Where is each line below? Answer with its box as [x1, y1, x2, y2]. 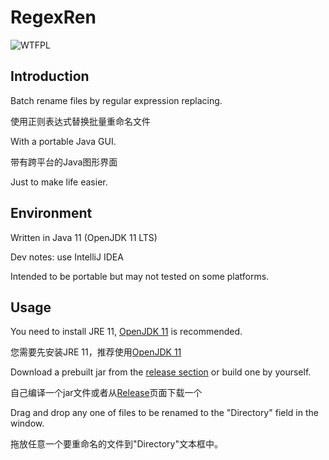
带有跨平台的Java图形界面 [10, 156, 118, 168]
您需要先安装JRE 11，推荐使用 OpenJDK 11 [10, 346, 182, 358]
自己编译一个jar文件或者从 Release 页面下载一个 [10, 387, 203, 399]
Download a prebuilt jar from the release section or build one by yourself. [10, 366, 312, 378]
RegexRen [10, 6, 97, 29]
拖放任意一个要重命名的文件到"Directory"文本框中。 [10, 438, 223, 450]
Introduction [10, 68, 90, 85]
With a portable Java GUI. [10, 135, 117, 147]
